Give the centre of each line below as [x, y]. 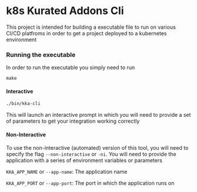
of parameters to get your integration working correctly [73, 121]
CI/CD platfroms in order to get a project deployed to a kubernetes [86, 33]
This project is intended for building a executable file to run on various [91, 27]
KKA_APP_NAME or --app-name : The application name [67, 171]
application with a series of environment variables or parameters [84, 160]
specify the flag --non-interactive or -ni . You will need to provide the [91, 154]
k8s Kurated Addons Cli [65, 11]
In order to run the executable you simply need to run [71, 68]
